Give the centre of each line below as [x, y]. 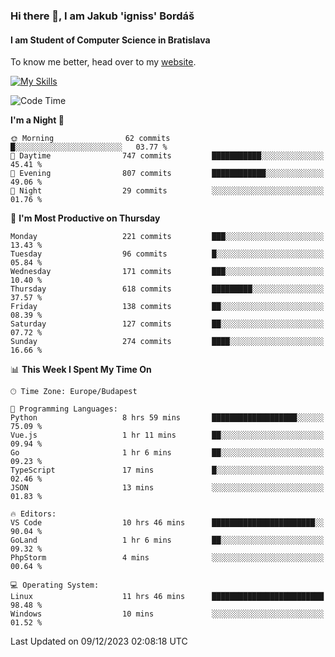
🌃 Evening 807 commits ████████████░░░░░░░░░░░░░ [167, 174]
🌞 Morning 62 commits [90, 139]
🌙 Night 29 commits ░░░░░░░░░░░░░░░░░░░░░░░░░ [167, 191]
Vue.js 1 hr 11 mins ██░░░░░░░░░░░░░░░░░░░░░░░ [167, 435]
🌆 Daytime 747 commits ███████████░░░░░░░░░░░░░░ [167, 156]
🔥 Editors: [33, 514]
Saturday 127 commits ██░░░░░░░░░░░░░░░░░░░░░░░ [167, 324]
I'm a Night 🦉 [37, 120]
